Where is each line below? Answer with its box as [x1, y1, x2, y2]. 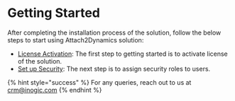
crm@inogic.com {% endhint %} [7, 85, 102, 94]
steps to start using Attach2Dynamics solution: [7, 35, 144, 44]
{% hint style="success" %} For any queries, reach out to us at [7, 78, 192, 86]
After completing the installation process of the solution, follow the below [7, 28, 222, 37]
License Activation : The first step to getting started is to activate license [17, 49, 229, 58]
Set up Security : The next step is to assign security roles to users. [17, 64, 211, 73]
